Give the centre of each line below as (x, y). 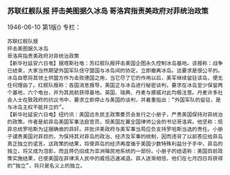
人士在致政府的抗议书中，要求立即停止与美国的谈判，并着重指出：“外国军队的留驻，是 (116, 100)
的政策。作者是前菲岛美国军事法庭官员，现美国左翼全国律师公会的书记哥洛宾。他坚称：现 (115, 122)
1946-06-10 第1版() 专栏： (44, 27)
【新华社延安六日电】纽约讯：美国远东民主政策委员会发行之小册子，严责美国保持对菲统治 (115, 115)
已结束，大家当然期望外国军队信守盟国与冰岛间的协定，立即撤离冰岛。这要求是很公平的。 (115, 71)
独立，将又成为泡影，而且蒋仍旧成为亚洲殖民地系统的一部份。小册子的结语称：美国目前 (113, 152)
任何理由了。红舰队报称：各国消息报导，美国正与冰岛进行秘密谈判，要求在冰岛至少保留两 (115, 85)
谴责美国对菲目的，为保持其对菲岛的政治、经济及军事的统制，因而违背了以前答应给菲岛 (117, 137)
